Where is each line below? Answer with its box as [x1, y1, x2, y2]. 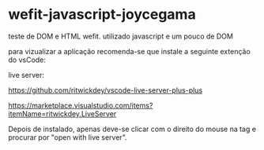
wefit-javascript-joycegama [8, 5, 196, 24]
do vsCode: [8, 55, 46, 64]
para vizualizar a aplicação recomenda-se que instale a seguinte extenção [8, 46, 251, 56]
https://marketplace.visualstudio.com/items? [8, 101, 153, 110]
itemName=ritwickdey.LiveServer [8, 108, 117, 119]
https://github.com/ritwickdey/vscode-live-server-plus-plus [8, 85, 203, 95]
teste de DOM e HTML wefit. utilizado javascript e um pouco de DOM [8, 31, 233, 41]
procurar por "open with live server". [8, 132, 128, 142]
